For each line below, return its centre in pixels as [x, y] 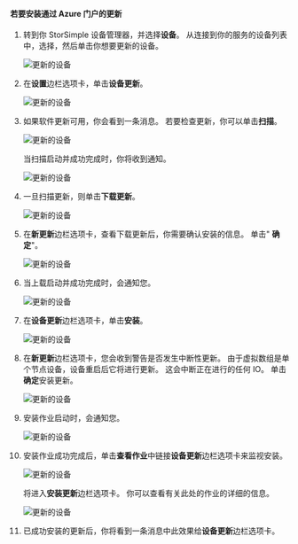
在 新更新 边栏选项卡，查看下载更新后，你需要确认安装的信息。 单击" [146, 234]
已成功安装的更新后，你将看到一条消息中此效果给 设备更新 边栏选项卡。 [151, 531]
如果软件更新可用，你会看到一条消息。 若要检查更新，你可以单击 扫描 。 [152, 121]
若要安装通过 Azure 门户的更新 [66, 13]
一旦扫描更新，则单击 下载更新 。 [81, 197]
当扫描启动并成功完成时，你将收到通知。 [97, 159]
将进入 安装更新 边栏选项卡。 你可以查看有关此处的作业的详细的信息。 [148, 493]
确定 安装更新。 [50, 380]
